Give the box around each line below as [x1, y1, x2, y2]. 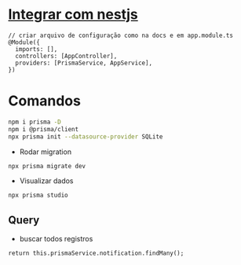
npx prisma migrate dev [8, 162, 86, 170]
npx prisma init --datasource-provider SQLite [8, 132, 163, 141]
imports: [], [15, 45, 58, 53]
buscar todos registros [19, 234, 93, 244]
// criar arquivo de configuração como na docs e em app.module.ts [8, 31, 234, 39]
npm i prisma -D [8, 118, 61, 126]
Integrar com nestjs [8, 6, 139, 24]
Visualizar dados [19, 176, 74, 186]
